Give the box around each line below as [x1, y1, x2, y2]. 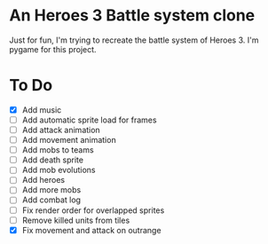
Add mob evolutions [21, 165, 96, 176]
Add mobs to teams [21, 145, 95, 155]
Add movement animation [21, 135, 117, 146]
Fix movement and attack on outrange [21, 224, 162, 235]
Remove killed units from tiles [21, 215, 130, 225]
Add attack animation [21, 125, 100, 135]
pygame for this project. [9, 43, 97, 54]
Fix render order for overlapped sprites [21, 205, 165, 216]
